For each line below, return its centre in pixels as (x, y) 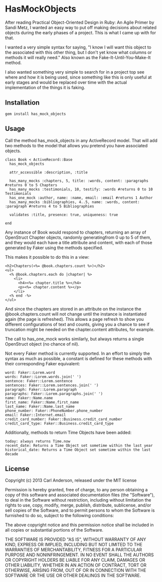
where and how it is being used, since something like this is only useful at (78, 77)
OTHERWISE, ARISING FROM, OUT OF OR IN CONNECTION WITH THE (76, 570)
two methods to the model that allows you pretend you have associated (76, 145)
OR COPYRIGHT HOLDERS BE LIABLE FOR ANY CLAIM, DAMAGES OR (75, 560)
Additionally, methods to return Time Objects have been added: (68, 432)
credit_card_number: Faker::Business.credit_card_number (64, 419)
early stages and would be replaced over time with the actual (66, 82)
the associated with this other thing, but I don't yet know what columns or (78, 52)
